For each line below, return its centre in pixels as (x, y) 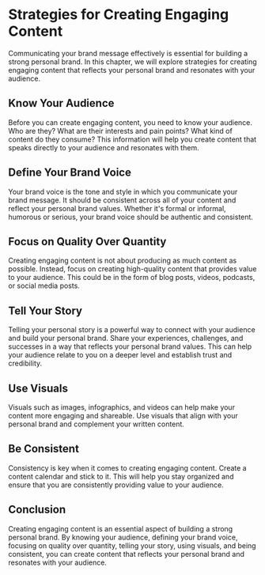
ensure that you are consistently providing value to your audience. (116, 485)
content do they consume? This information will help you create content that (132, 139)
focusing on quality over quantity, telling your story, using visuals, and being (132, 545)
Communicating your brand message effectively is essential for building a (128, 53)
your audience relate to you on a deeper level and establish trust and (120, 355)
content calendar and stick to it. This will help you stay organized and (121, 476)
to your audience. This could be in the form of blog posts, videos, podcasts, (132, 278)
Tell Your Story (45, 310)
